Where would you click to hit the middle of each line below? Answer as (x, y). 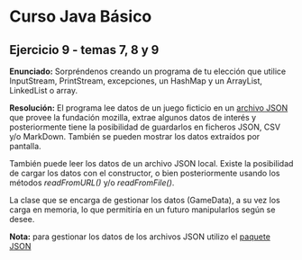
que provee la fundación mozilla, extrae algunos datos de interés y (133, 117)
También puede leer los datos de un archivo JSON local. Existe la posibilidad (151, 163)
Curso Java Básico (81, 17)
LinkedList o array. (44, 90)
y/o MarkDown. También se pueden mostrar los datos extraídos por (135, 136)
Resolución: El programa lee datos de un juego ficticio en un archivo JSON (149, 108)
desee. (22, 219)
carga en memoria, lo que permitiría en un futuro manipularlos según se (142, 210)
